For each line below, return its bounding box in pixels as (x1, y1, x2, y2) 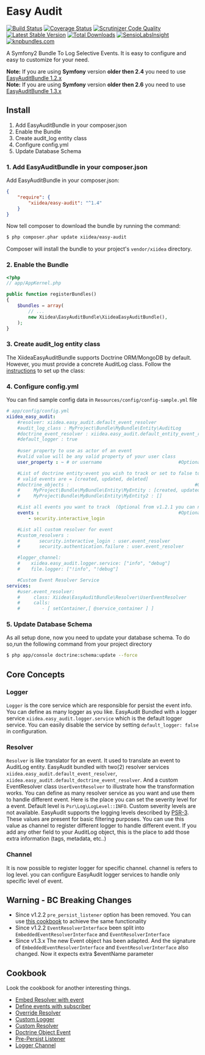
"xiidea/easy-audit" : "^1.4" (28, 200, 103, 206)
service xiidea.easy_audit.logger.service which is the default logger (6, 715, 182, 722)
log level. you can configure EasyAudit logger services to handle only (6, 871, 180, 878)
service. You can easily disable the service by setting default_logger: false (6, 721, 199, 728)
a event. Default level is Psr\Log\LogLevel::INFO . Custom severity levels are (6, 803, 196, 810)
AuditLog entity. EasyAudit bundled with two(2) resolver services (6, 763, 170, 771)
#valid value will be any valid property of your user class (17, 453, 176, 460)
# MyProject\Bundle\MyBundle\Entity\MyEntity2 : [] (17, 493, 163, 499)
